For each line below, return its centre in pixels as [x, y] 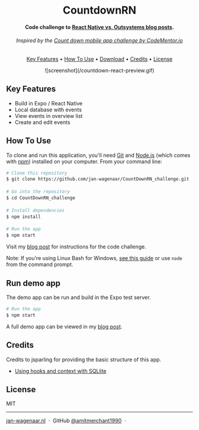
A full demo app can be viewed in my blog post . [64, 326]
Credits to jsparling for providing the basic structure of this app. [84, 360]
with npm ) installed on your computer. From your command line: [84, 161]
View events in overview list [49, 115]
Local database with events [48, 110]
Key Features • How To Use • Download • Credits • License [99, 59]
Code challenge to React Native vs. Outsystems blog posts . [99, 27]
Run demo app [33, 283]
